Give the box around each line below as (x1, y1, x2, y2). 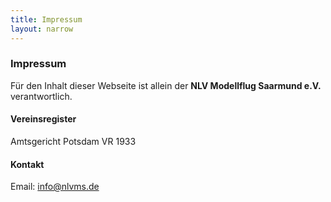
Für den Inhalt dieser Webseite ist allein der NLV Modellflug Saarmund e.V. (10, 79, 322, 91)
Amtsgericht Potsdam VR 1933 (10, 136, 137, 147)
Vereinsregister (10, 113, 77, 125)
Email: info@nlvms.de (10, 181, 100, 193)
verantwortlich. (10, 90, 73, 102)
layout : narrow (10, 24, 74, 34)
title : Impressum (10, 14, 83, 25)
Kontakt (10, 158, 45, 170)
